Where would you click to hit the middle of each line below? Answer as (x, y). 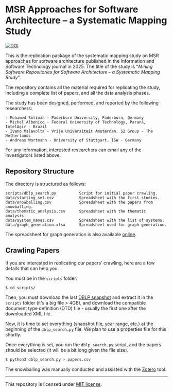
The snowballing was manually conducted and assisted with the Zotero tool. (86, 369)
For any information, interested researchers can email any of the (73, 150)
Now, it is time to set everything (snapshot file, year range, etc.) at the (79, 324)
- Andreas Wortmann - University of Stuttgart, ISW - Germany (73, 140)
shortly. (13, 335)
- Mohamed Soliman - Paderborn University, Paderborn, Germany (75, 118)
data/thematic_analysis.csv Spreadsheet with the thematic (76, 211)
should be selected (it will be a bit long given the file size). (67, 350)
